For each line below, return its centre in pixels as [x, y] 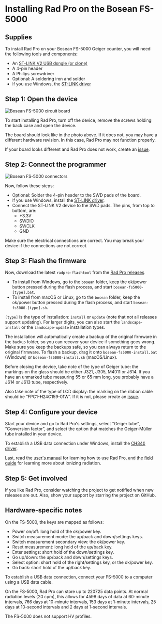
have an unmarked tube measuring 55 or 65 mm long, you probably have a [79, 377]
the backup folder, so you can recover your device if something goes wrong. [80, 342]
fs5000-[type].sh [29, 308]
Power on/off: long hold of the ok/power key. [57, 531]
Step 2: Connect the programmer [56, 165]
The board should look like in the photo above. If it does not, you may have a [81, 135]
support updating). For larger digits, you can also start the [63, 322]
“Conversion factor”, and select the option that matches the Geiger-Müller [79, 429]
